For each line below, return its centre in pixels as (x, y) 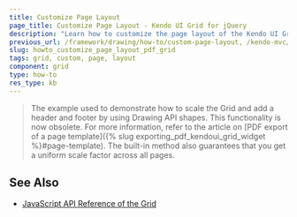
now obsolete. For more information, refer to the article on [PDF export (160, 127)
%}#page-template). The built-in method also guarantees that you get (158, 146)
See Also (34, 183)
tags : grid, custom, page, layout (73, 58)
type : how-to (33, 75)
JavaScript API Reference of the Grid (89, 204)
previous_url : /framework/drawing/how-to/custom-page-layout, (126, 42)
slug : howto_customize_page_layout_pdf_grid (92, 50)
